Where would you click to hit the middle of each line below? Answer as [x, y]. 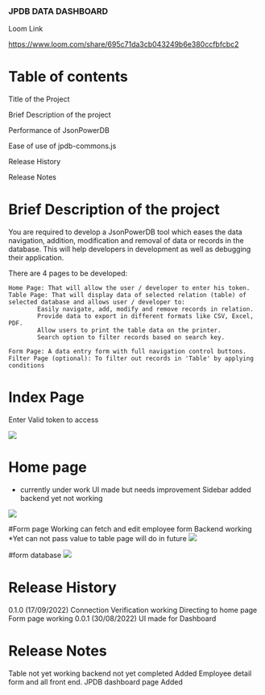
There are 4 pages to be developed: [68, 273]
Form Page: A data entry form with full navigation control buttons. [128, 352]
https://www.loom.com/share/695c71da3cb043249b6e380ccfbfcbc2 [124, 44]
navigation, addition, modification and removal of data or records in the [126, 241]
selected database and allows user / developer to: [97, 302]
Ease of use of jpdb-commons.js [62, 146]
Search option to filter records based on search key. [131, 337]
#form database [35, 555]
